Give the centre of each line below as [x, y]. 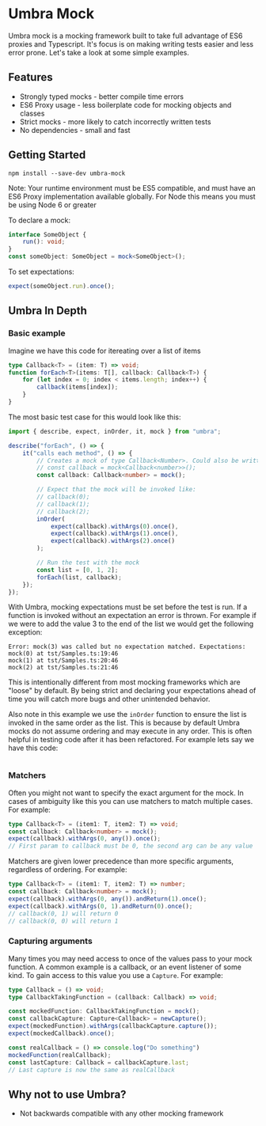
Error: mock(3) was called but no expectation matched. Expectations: [127, 647]
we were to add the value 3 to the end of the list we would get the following [131, 624]
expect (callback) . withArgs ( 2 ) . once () [113, 541]
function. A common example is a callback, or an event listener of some [125, 967]
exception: [25, 632]
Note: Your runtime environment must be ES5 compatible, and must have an [132, 188]
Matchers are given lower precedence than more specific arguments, [121, 861]
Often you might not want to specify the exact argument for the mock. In [126, 793]
